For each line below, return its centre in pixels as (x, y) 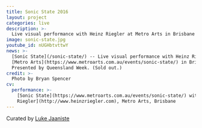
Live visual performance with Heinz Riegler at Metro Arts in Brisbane (103, 34)
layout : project (26, 17)
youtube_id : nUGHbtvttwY (37, 46)
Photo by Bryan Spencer (41, 79)
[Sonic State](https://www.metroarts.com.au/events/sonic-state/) (102, 96)
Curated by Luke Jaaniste (38, 118)
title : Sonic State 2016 (37, 12)
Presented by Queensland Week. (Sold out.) (67, 68)
